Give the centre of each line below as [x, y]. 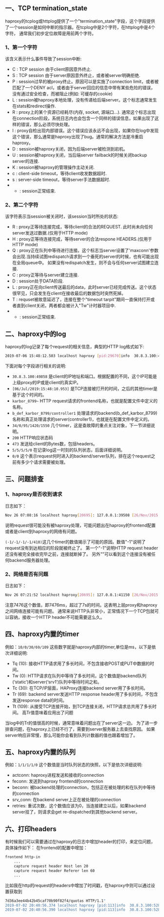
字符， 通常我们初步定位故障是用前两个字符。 [51, 33]
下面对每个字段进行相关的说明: [36, 366]
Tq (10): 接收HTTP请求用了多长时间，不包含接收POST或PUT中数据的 [81, 663]
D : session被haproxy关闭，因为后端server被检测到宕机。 [70, 149]
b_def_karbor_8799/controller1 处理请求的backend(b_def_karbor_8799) [85, 413]
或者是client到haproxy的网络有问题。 [42, 531]
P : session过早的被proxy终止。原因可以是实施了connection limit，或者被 [85, 81]
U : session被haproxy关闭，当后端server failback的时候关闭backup [80, 155]
